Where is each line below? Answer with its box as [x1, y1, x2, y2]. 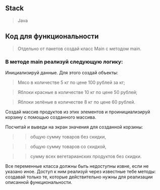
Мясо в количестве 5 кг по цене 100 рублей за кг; [17, 79, 125, 85]
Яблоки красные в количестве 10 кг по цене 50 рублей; [17, 89, 138, 95]
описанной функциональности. [5, 179, 72, 185]
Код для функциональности [5, 32, 99, 41]
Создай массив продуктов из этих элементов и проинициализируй [5, 109, 150, 115]
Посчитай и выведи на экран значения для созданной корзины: [5, 124, 143, 130]
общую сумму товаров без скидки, [30, 133, 106, 139]
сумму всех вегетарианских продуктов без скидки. [30, 153, 142, 159]
